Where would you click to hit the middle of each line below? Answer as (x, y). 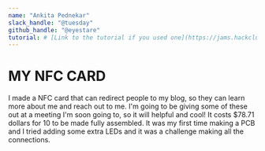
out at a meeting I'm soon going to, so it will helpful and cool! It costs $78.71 (131, 115)
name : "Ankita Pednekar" (49, 15)
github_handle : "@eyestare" (54, 30)
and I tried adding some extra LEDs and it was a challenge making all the (126, 131)
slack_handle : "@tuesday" (50, 23)
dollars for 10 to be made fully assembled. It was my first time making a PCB (132, 123)
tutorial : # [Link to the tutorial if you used (88, 37)
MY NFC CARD (57, 76)
